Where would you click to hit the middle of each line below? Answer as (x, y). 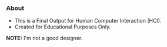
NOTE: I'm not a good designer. (44, 38)
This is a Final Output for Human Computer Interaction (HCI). (88, 21)
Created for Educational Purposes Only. (63, 27)
